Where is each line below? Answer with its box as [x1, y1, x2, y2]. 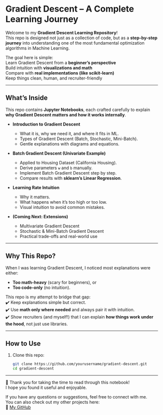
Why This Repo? [5, 252, 56, 260]
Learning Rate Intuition [12, 184, 59, 190]
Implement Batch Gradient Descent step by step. [19, 170, 117, 176]
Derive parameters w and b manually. [19, 165, 93, 171]
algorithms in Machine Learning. [5, 45, 70, 51]
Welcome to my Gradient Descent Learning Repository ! [5, 30, 118, 35]
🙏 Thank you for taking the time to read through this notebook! [5, 380, 130, 385]
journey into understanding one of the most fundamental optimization [5, 40, 145, 46]
